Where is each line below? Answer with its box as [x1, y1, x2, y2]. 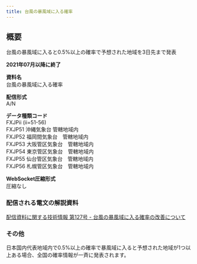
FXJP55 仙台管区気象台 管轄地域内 [6, 156, 94, 163]
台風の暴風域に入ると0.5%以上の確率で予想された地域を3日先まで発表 [6, 48, 177, 56]
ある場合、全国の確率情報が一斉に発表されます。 [11, 252, 129, 259]
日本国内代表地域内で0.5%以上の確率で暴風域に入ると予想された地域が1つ [6, 244, 186, 251]
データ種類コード [6, 113, 48, 120]
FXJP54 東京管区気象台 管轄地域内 [6, 148, 94, 155]
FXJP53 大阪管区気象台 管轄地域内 [6, 141, 94, 148]
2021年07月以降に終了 [6, 61, 61, 68]
